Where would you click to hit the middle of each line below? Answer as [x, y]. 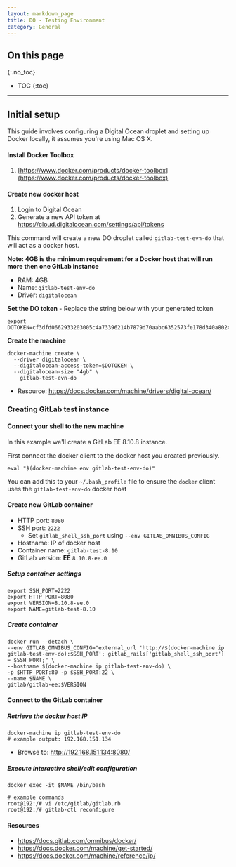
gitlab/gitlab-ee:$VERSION [47, 684]
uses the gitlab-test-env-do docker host [67, 489]
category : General [34, 27]
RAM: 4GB [32, 280]
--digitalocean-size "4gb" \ [56, 372]
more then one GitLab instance [53, 267]
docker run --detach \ [40, 642]
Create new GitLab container [50, 505]
